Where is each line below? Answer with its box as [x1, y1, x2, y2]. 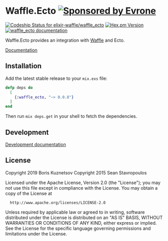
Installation [5, 62, 42, 71]
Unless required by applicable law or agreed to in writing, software [5, 209, 145, 215]
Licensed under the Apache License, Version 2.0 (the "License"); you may [5, 179, 161, 186]
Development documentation [5, 141, 66, 147]
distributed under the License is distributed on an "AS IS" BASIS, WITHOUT [5, 214, 163, 221]
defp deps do [5, 85, 33, 90]
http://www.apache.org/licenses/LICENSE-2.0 [10, 200, 106, 205]
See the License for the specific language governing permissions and [5, 225, 151, 231]
